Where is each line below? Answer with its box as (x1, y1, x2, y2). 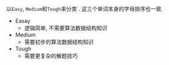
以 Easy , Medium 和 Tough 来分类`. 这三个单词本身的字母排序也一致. (6, 5, 163, 12)
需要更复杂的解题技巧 (24, 52, 78, 59)
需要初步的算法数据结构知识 (24, 39, 94, 45)
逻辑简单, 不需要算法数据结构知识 (24, 25, 108, 31)
